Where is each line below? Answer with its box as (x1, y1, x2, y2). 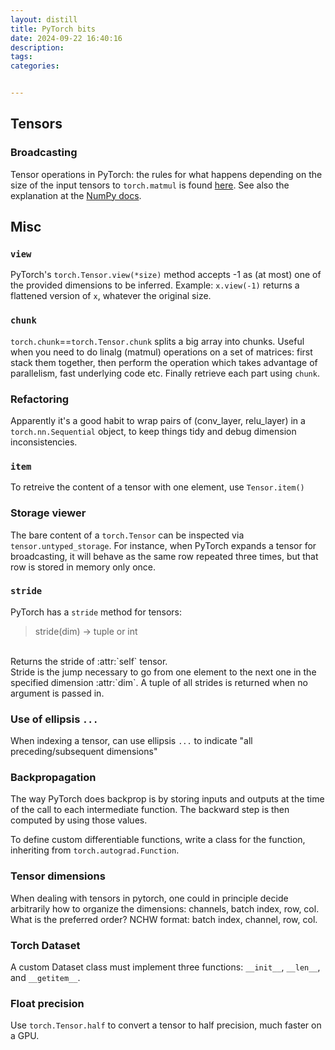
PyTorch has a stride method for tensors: (10, 606, 183, 618)
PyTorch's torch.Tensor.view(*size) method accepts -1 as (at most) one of (10, 269, 322, 281)
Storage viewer (10, 506, 87, 520)
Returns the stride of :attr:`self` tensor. (10, 655, 168, 667)
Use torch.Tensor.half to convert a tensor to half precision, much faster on (10, 1019, 322, 1031)
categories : (10, 61, 60, 71)
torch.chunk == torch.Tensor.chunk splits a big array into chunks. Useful (10, 335, 305, 347)
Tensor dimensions (10, 869, 106, 883)
